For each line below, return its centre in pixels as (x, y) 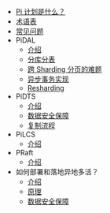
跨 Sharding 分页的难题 (64, 69)
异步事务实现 (48, 79)
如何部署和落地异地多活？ (57, 172)
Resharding (46, 88)
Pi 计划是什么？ (40, 11)
